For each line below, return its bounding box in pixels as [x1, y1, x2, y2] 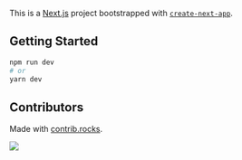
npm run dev [9, 58, 54, 67]
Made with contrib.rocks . [9, 124, 103, 135]
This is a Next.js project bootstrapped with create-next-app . [9, 8, 234, 18]
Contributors [9, 99, 84, 115]
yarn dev [9, 74, 43, 84]
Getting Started [9, 33, 99, 49]
